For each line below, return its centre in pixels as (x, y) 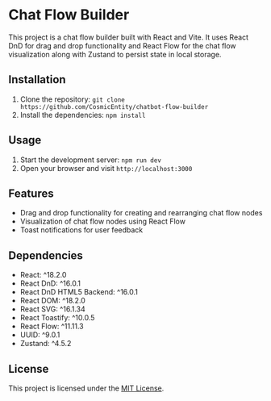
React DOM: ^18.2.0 (53, 301)
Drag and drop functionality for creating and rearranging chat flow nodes (141, 213)
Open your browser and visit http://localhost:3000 (106, 168)
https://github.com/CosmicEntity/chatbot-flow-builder (114, 107)
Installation (37, 79)
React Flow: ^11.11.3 (52, 326)
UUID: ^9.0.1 (40, 335)
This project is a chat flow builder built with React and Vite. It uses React (128, 37)
